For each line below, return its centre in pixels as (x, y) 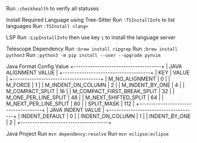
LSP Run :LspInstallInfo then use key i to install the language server (91, 37)
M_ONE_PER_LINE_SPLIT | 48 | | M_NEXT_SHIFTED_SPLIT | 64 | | (85, 97)
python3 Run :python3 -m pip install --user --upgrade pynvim (84, 55)
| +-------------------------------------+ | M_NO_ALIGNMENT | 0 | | (88, 79)
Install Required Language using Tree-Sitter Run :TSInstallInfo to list (91, 20)
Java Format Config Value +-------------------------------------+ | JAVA (94, 66)
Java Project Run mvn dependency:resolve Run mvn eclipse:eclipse (88, 134)
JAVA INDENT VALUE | (77, 110)
